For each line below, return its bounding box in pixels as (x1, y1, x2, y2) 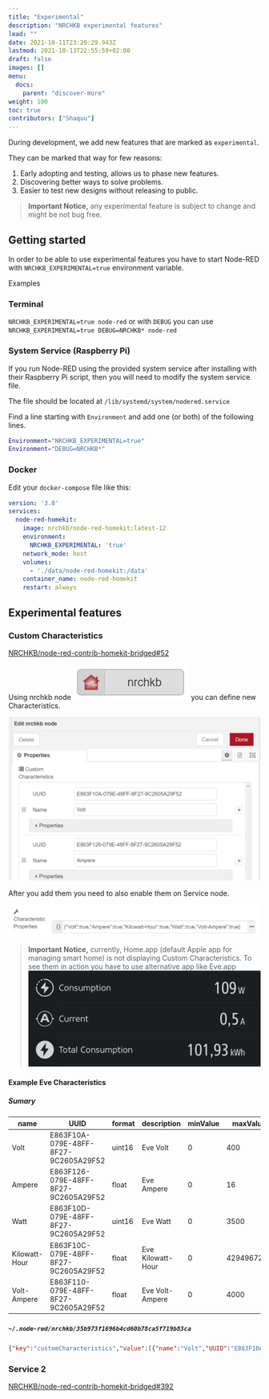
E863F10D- (50, 1204, 91, 1214)
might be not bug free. (27, 209, 102, 220)
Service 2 (8, 1364, 46, 1375)
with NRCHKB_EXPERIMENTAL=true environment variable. (8, 262, 184, 272)
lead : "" (8, 30, 38, 38)
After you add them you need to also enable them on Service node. (8, 888, 230, 898)
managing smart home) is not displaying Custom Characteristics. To (27, 954, 252, 963)
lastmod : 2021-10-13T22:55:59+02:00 (8, 47, 130, 55)
